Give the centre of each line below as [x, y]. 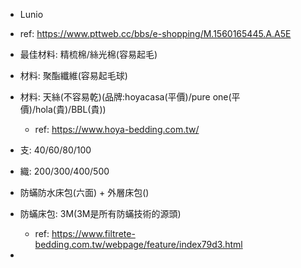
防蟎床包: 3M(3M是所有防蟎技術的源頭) [100, 213]
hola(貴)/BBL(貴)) [70, 109]
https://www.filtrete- [93, 233]
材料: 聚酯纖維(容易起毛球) [73, 75]
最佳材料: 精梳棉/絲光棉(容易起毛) [88, 54]
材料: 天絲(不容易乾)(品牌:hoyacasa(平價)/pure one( [125, 97]
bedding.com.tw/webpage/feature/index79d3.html [138, 244]
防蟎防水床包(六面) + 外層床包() [84, 192]
